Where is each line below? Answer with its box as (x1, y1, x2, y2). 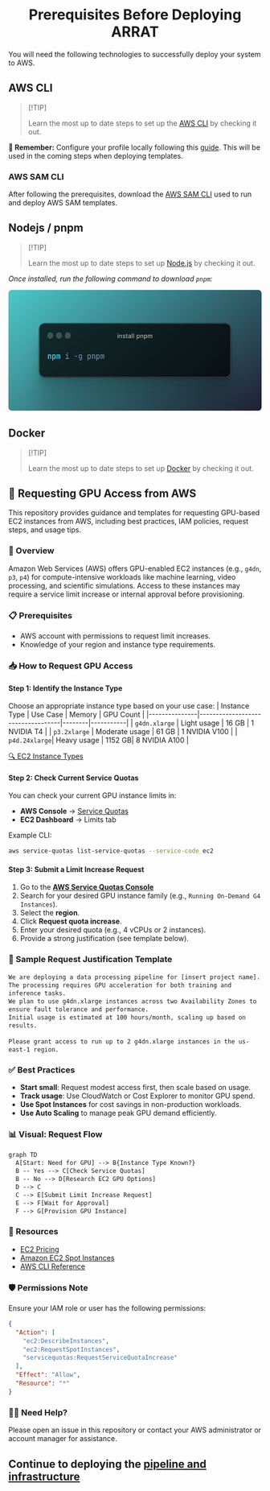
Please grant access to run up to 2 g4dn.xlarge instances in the (8, 1037, 235, 1046)
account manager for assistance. (8, 1434, 118, 1444)
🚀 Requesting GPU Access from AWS (8, 487, 197, 501)
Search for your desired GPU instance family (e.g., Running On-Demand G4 (19, 891, 261, 901)
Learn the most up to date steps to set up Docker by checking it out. (27, 463, 255, 473)
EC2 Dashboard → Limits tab (19, 815, 117, 824)
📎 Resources (8, 1226, 59, 1237)
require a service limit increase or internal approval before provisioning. (8, 589, 245, 599)
